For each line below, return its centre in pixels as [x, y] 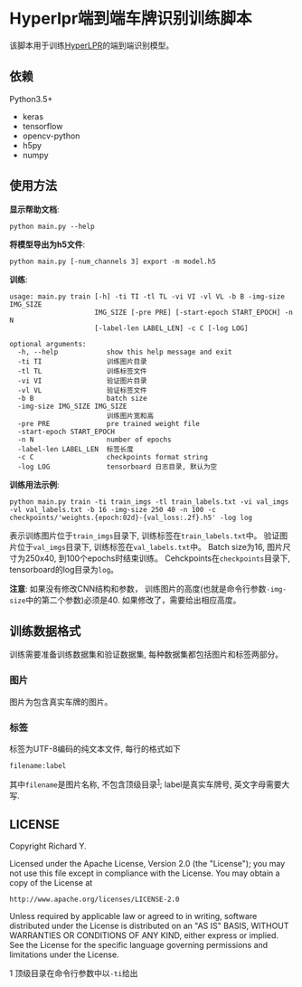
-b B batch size [82, 398]
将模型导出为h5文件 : [47, 244]
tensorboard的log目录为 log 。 [64, 569]
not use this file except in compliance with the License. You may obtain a [145, 873]
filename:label [38, 765]
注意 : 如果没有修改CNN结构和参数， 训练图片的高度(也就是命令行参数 [138, 588]
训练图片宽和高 [130, 416]
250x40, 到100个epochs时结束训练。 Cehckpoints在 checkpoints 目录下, [158, 558]
